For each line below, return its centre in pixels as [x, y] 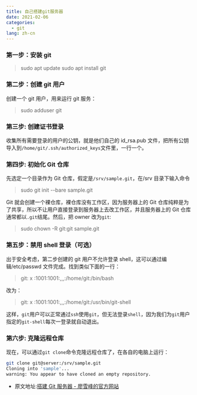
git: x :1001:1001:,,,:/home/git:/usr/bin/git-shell [76, 302]
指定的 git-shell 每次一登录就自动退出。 [54, 322]
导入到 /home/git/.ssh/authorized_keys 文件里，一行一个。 [76, 148]
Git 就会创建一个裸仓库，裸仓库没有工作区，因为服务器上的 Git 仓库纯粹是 [95, 202]
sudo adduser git [41, 110]
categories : [21, 22]
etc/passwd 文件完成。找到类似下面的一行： [67, 266]
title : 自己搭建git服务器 [35, 11]
